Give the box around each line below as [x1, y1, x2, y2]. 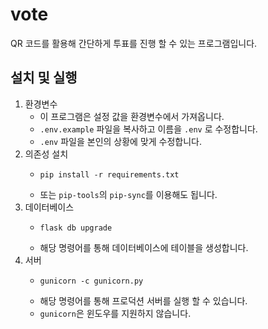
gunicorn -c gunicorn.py [39, 276, 144, 286]
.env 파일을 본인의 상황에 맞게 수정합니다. [39, 135, 203, 147]
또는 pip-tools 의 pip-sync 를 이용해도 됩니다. [39, 188, 218, 200]
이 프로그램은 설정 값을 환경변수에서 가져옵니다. [39, 110, 225, 122]
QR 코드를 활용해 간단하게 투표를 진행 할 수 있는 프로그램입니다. [10, 37, 258, 49]
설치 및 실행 [10, 69, 78, 87]
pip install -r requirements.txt [39, 169, 180, 180]
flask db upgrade [39, 223, 113, 233]
